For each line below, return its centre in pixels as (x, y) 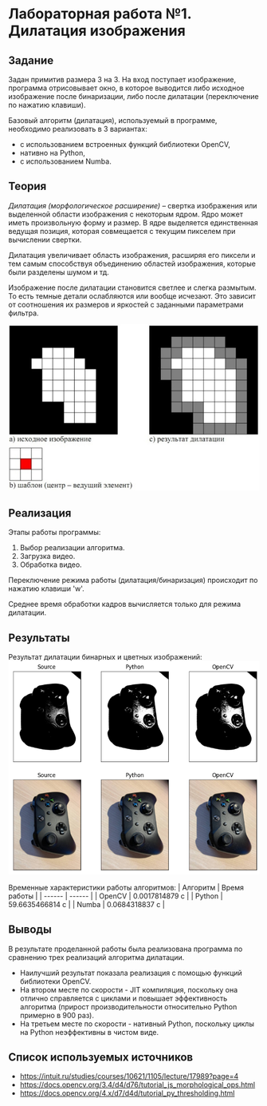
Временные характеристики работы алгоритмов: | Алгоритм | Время (126, 887)
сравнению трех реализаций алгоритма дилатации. (96, 957)
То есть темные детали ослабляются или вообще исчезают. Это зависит (132, 295)
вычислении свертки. (45, 240)
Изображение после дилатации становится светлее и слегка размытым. (132, 287)
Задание (31, 60)
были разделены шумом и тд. (59, 272)
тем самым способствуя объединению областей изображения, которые (132, 264)
